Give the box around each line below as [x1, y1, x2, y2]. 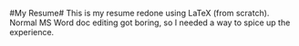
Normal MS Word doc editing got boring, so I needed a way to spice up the [9, 17, 291, 28]
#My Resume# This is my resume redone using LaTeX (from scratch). [9, 8, 270, 18]
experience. [9, 27, 55, 37]
